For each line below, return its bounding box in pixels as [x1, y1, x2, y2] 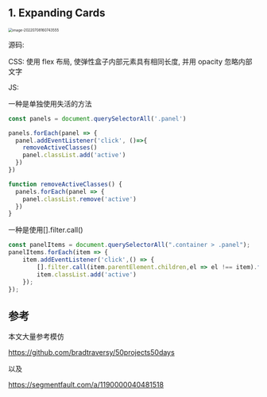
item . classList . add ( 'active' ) [37, 270, 137, 279]
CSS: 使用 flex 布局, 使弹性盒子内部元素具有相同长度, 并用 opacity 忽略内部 [8, 56, 253, 66]
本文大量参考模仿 [8, 332, 64, 341]
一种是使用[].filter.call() [8, 225, 83, 235]
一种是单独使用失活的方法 [8, 98, 92, 108]
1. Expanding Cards [8, 6, 106, 20]
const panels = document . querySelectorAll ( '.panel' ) [8, 114, 187, 122]
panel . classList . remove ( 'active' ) [22, 195, 137, 203]
